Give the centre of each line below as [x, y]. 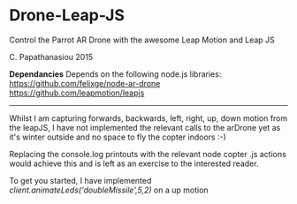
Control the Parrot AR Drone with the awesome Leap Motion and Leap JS [142, 40]
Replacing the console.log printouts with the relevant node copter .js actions [148, 154]
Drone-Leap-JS [67, 15]
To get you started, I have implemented [80, 180]
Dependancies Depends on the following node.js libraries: [115, 74]
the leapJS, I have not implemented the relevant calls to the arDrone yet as [145, 127]
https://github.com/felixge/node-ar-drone [85, 83]
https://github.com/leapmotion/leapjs [77, 93]
